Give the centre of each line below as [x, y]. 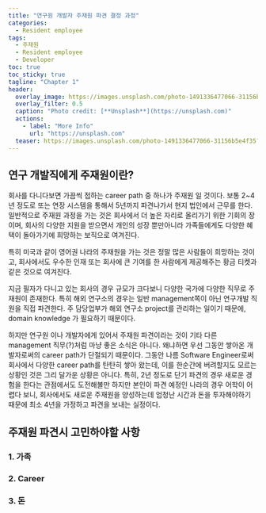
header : [21, 89]
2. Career [27, 478]
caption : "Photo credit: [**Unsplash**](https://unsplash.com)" [123, 112]
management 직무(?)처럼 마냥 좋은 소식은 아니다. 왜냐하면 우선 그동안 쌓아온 [127, 345]
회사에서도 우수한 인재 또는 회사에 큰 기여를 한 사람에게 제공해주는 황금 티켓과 [138, 262]
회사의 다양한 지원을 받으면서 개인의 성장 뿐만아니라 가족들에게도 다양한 [135, 225]
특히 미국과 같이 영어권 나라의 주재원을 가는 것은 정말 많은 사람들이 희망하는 [124, 252]
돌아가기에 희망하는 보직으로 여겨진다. [81, 235]
